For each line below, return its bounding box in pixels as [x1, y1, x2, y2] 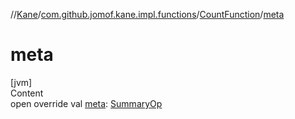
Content [10, 87, 44, 99]
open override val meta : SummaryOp [10, 97, 163, 109]
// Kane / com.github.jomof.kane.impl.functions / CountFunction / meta [10, 9, 285, 20]
